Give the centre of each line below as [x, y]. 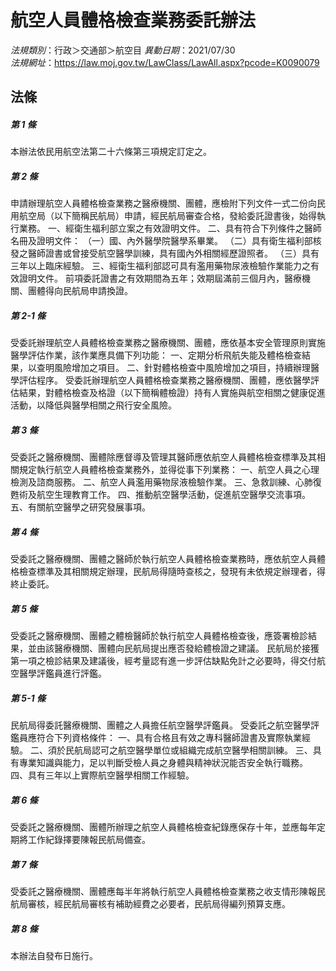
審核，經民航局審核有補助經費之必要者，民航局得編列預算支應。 [159, 904]
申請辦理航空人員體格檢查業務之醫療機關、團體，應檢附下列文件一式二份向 [163, 203]
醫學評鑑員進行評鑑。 [62, 673]
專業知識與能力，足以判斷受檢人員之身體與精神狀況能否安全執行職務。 [163, 763]
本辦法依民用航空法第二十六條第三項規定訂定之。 [111, 152]
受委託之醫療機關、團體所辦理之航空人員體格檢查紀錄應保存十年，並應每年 [163, 827]
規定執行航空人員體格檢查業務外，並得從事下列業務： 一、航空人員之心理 [169, 470]
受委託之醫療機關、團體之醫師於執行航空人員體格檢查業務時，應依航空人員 [163, 559]
